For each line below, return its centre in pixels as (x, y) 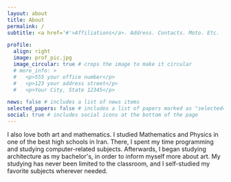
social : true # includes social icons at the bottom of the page (102, 115)
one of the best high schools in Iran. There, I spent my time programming (111, 141)
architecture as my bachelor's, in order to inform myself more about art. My (114, 156)
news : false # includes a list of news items (73, 102)
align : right (32, 52)
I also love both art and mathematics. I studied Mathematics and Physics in (113, 134)
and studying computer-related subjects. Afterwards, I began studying (107, 149)
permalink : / (26, 26)
